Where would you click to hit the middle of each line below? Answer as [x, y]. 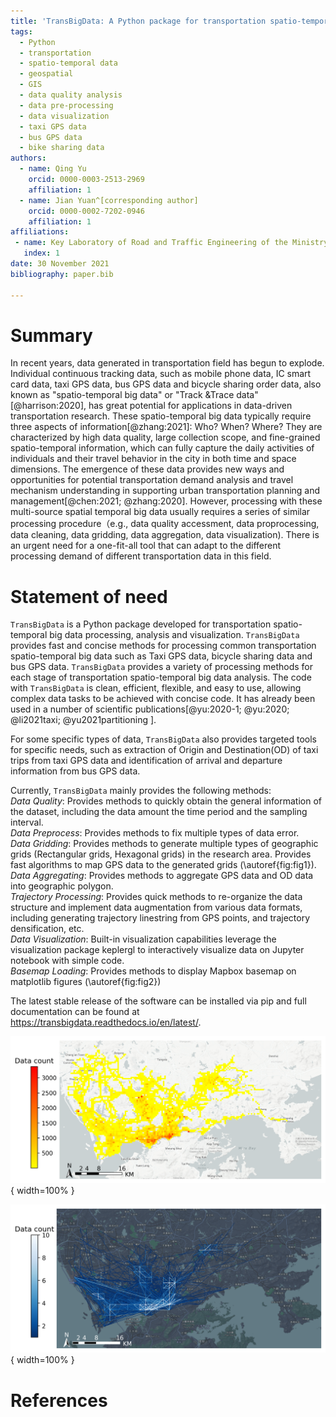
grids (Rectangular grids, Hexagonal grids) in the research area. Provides [161, 854]
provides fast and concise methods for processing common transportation [163, 646]
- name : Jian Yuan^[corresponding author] [109, 200]
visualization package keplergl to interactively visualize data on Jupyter [157, 950]
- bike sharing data [62, 148]
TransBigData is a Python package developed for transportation [141, 624]
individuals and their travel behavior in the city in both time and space [153, 459]
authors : [28, 158]
